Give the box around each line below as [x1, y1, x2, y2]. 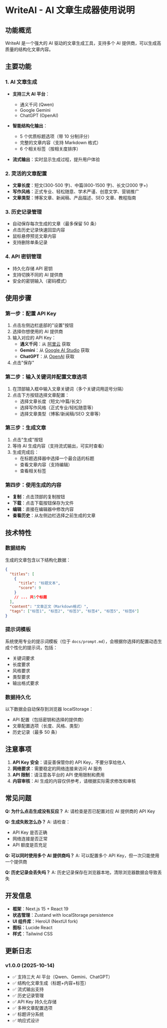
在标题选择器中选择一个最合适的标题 [19, 455, 95, 461]
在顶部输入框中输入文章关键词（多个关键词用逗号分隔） [12, 386, 126, 392]
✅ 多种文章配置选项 [12, 1005, 53, 1011]
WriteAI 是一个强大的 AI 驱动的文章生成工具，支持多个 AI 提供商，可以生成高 [5, 40, 162, 46]
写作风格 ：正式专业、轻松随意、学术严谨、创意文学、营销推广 [12, 188, 140, 195]
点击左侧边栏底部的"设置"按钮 [12, 322, 74, 328]
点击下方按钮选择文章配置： [12, 392, 70, 398]
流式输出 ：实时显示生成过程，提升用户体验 [12, 156, 100, 162]
